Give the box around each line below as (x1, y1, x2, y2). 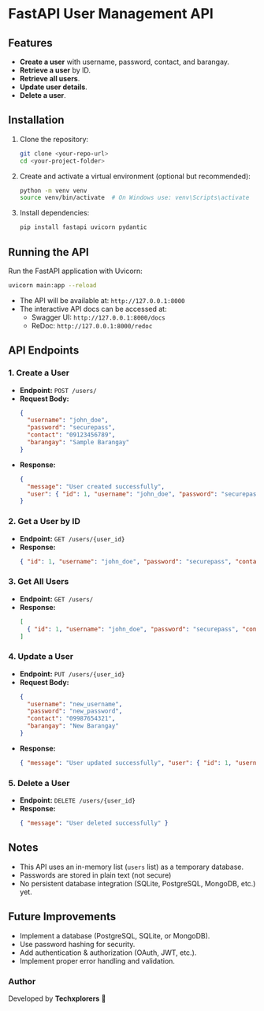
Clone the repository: (19, 134, 89, 144)
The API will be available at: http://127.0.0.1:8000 (19, 295, 185, 305)
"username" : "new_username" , (27, 700, 123, 708)
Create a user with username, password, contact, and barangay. (19, 57, 230, 66)
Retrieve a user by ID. (19, 66, 91, 75)
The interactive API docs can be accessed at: (19, 304, 167, 313)
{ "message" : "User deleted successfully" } (19, 819, 169, 827)
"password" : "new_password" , (27, 707, 123, 715)
